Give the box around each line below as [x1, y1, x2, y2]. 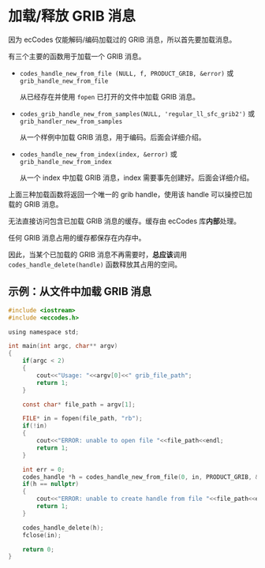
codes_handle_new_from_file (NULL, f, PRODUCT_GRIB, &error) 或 [19, 68, 234, 77]
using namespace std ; [8, 328, 80, 336]
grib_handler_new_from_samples [19, 118, 123, 125]
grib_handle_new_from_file [19, 77, 109, 85]
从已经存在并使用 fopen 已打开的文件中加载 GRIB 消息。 [19, 92, 200, 101]
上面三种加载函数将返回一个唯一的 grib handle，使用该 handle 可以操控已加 [8, 189, 252, 199]
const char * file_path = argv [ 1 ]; [22, 400, 136, 409]
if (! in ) [22, 422, 47, 430]
